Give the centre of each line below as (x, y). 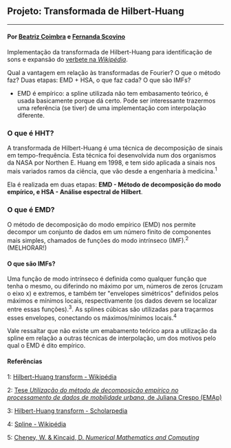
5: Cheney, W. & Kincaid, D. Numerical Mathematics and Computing (103, 437)
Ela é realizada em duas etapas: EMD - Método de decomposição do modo (114, 184)
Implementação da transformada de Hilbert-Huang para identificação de (110, 52)
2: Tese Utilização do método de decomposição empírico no (93, 390)
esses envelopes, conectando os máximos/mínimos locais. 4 (92, 317)
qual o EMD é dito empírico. (46, 345)
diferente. (31, 116)
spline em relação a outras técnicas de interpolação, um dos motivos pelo (112, 338)
